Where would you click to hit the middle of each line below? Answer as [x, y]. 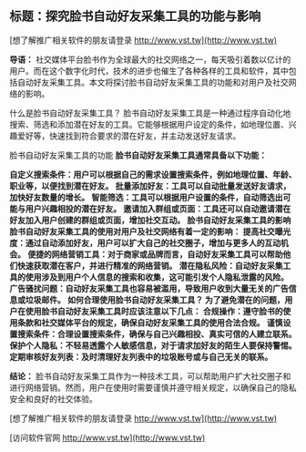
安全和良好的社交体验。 [53, 398]
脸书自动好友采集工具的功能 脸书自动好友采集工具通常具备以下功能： [138, 155]
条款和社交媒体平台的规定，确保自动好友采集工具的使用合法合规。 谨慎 [150, 323]
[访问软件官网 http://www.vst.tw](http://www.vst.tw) [107, 437]
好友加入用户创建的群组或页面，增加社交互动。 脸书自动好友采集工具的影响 [150, 220]
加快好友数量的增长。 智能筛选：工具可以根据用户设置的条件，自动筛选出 [146, 197]
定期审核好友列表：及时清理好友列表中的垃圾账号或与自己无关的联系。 [141, 356]
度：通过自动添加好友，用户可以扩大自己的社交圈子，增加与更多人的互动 [145, 242]
